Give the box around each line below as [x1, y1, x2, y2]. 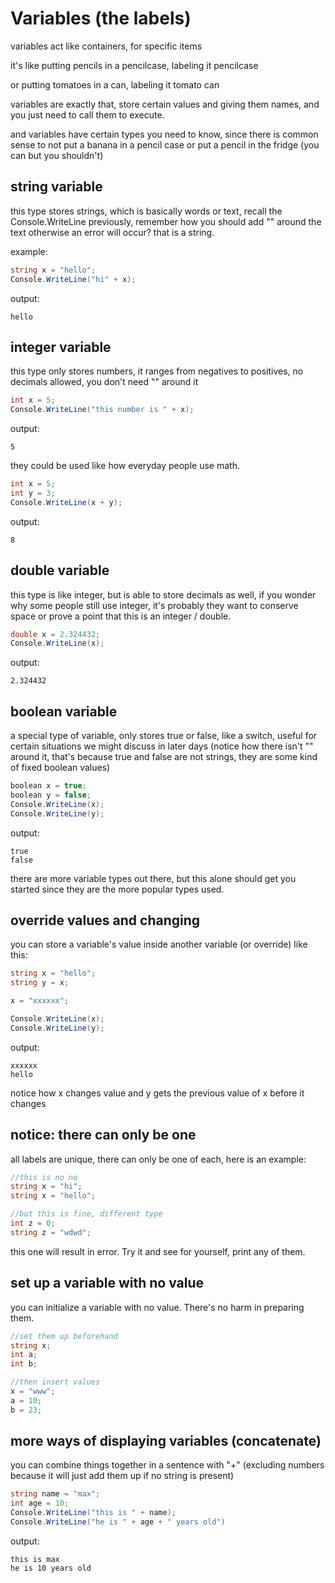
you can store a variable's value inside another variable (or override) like [10, 938, 308, 951]
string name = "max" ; [10, 1489, 101, 1499]
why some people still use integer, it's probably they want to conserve [10, 599, 299, 611]
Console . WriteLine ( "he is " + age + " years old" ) [10, 1517, 226, 1527]
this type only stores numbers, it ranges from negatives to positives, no [10, 365, 304, 377]
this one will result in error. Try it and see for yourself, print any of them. [10, 1245, 306, 1257]
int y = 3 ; [10, 488, 56, 498]
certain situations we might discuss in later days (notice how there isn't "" [10, 740, 314, 752]
